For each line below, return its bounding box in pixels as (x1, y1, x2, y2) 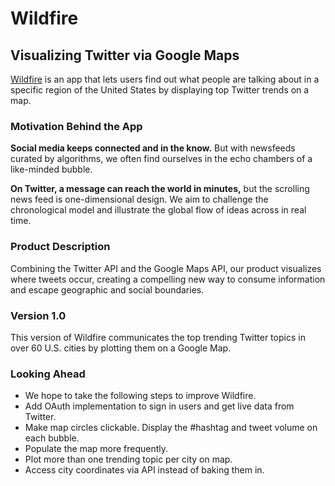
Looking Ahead (10, 367, 86, 381)
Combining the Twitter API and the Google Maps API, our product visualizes (10, 262, 322, 274)
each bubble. (24, 432, 80, 444)
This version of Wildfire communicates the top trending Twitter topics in (10, 331, 306, 343)
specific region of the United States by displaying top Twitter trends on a (10, 84, 310, 96)
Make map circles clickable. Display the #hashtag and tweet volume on (24, 422, 318, 434)
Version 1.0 (10, 308, 67, 322)
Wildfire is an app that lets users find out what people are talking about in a (10, 73, 320, 85)
